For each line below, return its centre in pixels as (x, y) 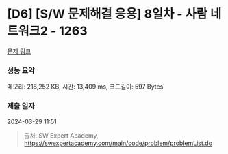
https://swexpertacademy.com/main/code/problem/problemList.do (118, 143)
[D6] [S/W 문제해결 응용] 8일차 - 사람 (107, 14)
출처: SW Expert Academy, (61, 135)
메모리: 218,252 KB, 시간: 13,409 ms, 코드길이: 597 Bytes (85, 87)
